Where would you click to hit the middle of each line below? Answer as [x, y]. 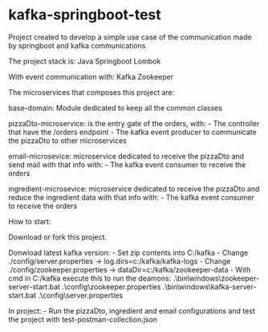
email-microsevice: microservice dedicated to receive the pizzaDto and [126, 156]
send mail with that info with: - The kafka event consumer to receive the [127, 164]
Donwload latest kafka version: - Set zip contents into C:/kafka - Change [128, 252]
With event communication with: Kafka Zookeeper [91, 76]
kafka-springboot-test [85, 15]
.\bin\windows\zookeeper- [216, 278]
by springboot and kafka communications [77, 45]
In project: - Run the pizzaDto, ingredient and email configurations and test [132, 310]
